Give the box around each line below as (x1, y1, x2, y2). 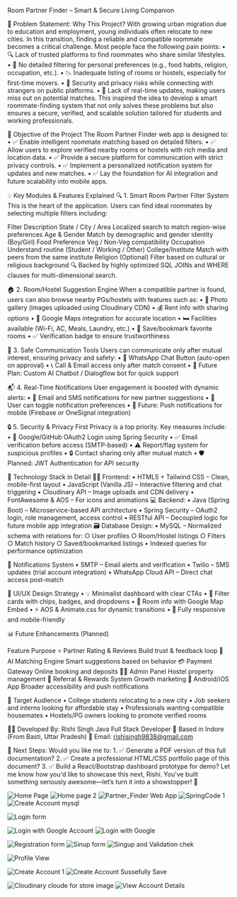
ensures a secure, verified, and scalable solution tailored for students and (7, 109, 222, 117)
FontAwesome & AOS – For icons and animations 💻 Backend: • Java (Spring (7, 496, 230, 504)
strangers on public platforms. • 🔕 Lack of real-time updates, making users (7, 87, 226, 94)
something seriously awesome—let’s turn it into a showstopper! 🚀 (7, 778, 198, 786)
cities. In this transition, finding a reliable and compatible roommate (7, 35, 203, 43)
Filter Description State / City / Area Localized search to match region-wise (7, 223, 226, 231)
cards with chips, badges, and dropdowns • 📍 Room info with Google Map (7, 597, 224, 606)
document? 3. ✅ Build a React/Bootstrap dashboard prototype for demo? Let (7, 762, 231, 770)
